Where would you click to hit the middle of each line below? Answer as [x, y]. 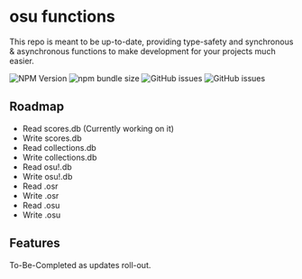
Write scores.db [52, 138]
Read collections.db [59, 147]
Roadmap [37, 107]
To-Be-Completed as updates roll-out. [80, 265]
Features [35, 243]
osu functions [62, 17]
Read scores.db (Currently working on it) [98, 128]
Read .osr [40, 186]
